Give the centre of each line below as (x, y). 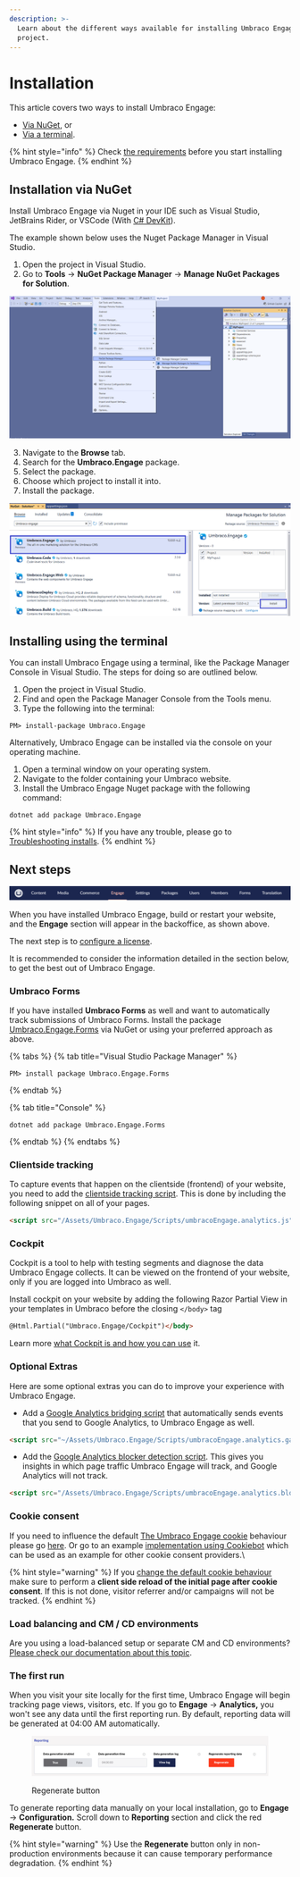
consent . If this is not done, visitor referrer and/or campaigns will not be (142, 1591)
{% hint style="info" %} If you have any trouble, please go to (121, 832)
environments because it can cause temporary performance (162, 1854)
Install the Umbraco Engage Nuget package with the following (136, 788)
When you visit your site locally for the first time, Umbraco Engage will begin (150, 1695)
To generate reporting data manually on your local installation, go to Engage (149, 1808)
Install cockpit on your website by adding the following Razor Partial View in (148, 1299)
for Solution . (46, 284)
